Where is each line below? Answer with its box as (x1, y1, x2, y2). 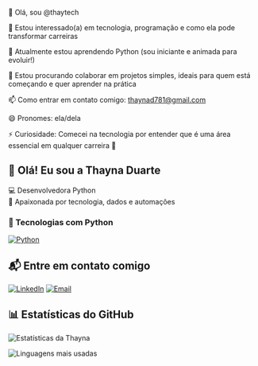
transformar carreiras (8, 32, 78, 41)
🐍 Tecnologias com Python (8, 216, 114, 228)
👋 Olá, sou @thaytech (8, 8, 79, 17)
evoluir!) (8, 56, 36, 64)
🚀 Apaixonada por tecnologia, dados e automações (8, 197, 175, 206)
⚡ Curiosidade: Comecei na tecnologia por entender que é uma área (8, 130, 231, 138)
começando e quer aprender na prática (8, 80, 137, 88)
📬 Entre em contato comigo (8, 259, 151, 272)
